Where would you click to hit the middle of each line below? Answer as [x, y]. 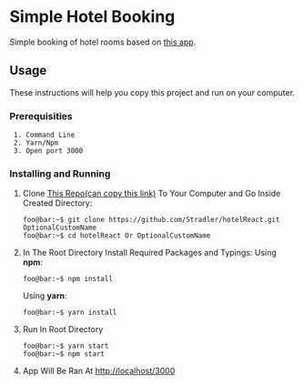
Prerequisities [41, 116]
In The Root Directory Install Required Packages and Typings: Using [150, 253]
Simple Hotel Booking [92, 17]
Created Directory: [57, 203]
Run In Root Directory [63, 329]
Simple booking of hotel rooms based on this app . [103, 42]
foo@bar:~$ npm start [63, 354]
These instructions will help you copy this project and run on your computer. [152, 92]
